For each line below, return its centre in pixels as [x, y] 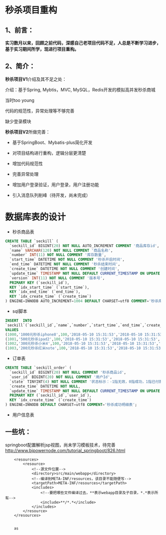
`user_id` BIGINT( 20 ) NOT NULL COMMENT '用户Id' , [61, 377]
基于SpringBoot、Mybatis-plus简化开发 [52, 142]
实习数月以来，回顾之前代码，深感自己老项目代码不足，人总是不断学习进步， [83, 43]
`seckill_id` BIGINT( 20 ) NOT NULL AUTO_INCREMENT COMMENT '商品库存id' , [84, 246]
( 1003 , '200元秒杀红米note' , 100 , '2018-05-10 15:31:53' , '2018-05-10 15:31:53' [84, 348]
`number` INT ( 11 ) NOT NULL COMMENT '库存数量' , [58, 255]
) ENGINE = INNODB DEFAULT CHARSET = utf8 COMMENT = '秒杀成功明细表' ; [71, 405]
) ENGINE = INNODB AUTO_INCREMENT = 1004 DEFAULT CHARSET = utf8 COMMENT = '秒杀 [82, 301]
